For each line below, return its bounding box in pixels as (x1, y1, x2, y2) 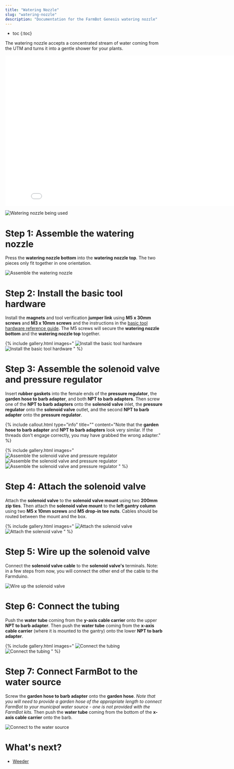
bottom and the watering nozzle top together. (5, 331, 100, 337)
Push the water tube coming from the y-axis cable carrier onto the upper (5, 618, 157, 623)
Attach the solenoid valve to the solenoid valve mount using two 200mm (5, 498, 158, 504)
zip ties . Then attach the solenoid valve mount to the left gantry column (5, 503, 156, 509)
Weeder (12, 758, 29, 764)
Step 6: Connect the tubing (5, 600, 120, 612)
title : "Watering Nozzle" (5, 7, 59, 13)
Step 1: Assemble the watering (5, 228, 134, 239)
